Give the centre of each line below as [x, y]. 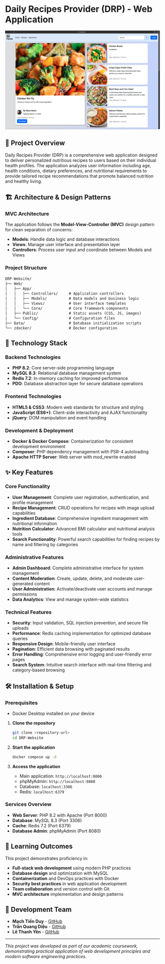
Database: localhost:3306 [46, 786]
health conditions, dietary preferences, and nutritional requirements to [76, 171]
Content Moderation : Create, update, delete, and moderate [72, 578]
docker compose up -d [34, 757]
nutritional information [35, 523]
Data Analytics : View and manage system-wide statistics [70, 599]
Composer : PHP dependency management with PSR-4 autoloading [80, 451]
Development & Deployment [39, 430]
